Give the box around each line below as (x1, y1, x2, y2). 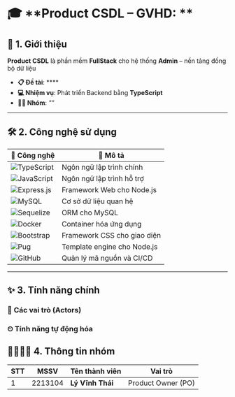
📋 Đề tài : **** (17, 78, 59, 86)
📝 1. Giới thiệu (7, 38, 68, 50)
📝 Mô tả (98, 150, 124, 160)
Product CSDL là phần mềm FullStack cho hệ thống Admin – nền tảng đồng (7, 57, 227, 65)
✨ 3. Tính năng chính (7, 284, 100, 296)
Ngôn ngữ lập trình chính (62, 162, 143, 172)
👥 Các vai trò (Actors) (7, 305, 82, 315)
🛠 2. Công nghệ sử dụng (7, 127, 117, 138)
